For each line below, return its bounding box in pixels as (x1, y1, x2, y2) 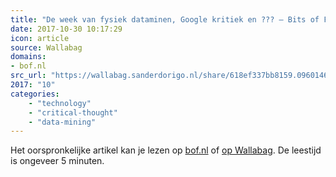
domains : (10, 52, 47, 62)
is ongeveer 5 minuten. (10, 155, 105, 167)
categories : (10, 89, 60, 99)
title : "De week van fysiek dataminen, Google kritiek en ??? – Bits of (10, 14, 320, 25)
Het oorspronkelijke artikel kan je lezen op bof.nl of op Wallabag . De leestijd (10, 144, 322, 156)
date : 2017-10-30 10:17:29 (10, 24, 123, 34)
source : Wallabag (10, 42, 83, 53)
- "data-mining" (28, 117, 97, 127)
